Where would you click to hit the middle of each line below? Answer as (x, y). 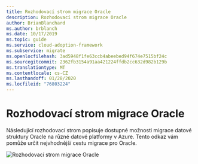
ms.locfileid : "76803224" (38, 84)
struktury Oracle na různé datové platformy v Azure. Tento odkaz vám (92, 136)
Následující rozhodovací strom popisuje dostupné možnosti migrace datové (99, 130)
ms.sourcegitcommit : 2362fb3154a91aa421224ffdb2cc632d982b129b (87, 62)
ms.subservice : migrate (36, 51)
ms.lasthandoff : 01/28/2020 (41, 78)
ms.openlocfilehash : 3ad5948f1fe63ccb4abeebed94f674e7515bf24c (87, 56)
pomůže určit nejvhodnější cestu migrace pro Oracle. (72, 143)
